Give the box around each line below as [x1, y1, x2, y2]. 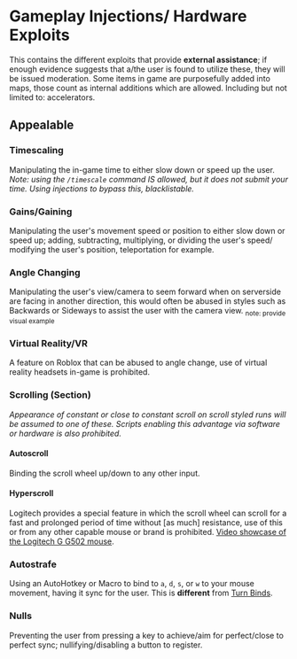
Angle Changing [9, 266, 82, 278]
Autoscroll [9, 448, 49, 459]
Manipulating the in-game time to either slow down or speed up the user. [9, 164, 275, 174]
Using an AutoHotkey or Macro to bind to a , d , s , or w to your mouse [9, 578, 254, 589]
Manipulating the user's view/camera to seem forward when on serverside [9, 286, 282, 298]
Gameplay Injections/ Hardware [9, 6, 247, 27]
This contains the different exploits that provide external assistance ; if [9, 54, 268, 65]
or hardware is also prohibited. [9, 428, 122, 438]
